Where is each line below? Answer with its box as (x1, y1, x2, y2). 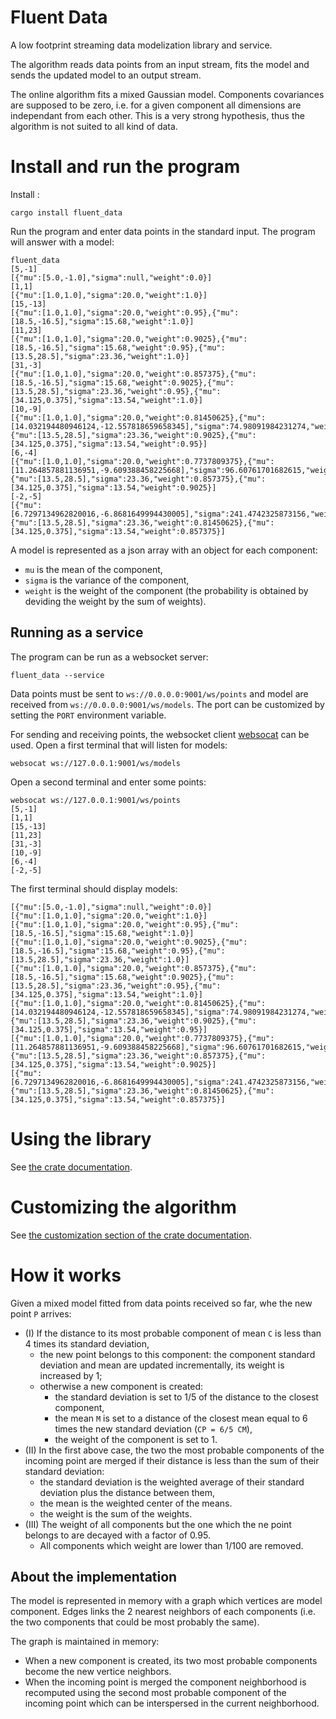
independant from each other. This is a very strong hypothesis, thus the (10, 109, 305, 121)
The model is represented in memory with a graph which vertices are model (10, 1595, 323, 1607)
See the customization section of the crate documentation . (10, 1229, 252, 1241)
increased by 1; (39, 1369, 103, 1381)
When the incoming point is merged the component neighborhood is (24, 1676, 307, 1688)
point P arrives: (10, 1307, 72, 1320)
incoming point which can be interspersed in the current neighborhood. (24, 1697, 320, 1710)
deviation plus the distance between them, (39, 1486, 216, 1498)
